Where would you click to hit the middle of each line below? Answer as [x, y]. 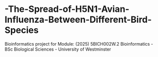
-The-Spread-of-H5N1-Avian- [67, 9]
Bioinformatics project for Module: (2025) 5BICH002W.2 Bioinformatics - [79, 44]
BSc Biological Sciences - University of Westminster [58, 49]
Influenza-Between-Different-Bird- [78, 20]
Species [22, 30]
